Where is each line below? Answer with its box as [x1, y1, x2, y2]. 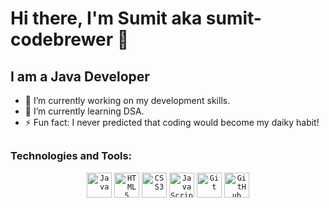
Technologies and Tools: [10, 149, 133, 163]
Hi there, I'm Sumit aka [10, 7, 203, 30]
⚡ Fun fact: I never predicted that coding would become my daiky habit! [24, 117, 320, 128]
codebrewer [10, 28, 114, 51]
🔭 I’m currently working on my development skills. [24, 95, 231, 106]
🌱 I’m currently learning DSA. [24, 105, 145, 117]
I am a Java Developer [10, 68, 150, 85]
